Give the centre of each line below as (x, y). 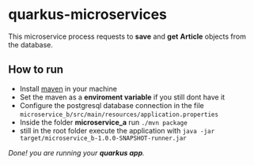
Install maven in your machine (68, 88)
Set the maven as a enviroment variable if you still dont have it (122, 97)
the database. (31, 44)
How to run (36, 70)
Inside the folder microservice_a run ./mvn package (103, 122)
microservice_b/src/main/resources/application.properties (119, 114)
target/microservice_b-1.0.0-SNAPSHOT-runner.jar (103, 138)
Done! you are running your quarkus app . (76, 152)
